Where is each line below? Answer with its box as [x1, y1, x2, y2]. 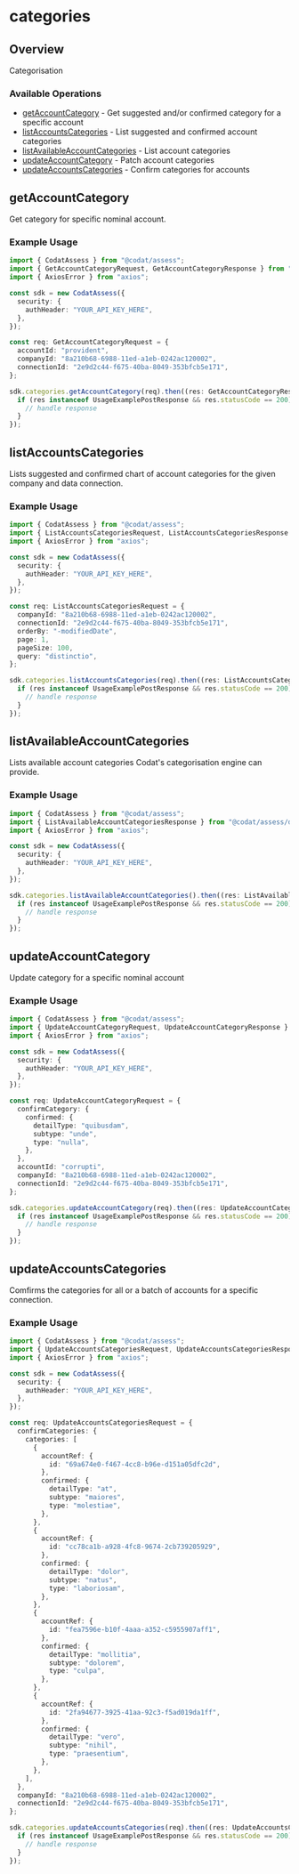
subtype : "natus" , [48, 1575, 117, 1585]
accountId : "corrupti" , [17, 1163, 105, 1172]
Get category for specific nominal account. [9, 214, 166, 224]
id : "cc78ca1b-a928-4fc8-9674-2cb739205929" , [48, 1542, 221, 1552]
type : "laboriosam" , [48, 1584, 125, 1593]
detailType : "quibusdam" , [32, 1121, 129, 1130]
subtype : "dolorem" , [48, 1658, 125, 1668]
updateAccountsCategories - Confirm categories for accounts [21, 165, 251, 175]
